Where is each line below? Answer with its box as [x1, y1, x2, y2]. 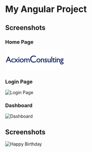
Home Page [5, 38, 34, 45]
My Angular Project [5, 3, 87, 15]
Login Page [5, 78, 33, 85]
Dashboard [5, 102, 33, 109]
